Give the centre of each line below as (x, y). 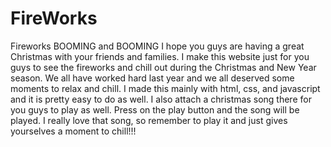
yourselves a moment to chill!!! (73, 131)
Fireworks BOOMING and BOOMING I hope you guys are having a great (157, 46)
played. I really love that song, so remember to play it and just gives (149, 120)
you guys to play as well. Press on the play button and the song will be (155, 109)
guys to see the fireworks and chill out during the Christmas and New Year (163, 67)
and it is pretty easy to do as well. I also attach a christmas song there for (161, 99)
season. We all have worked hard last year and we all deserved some (152, 78)
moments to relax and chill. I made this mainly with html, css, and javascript (165, 88)
